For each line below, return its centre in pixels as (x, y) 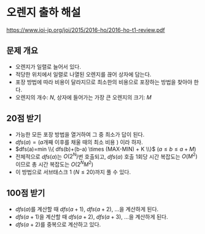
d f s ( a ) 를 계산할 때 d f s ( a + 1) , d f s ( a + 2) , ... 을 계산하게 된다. (87, 209)
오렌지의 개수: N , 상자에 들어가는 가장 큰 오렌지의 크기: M (83, 97)
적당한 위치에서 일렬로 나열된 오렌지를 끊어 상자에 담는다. (83, 74)
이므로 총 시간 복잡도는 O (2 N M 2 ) (54, 164)
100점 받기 (26, 193)
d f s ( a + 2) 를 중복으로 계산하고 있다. (58, 224)
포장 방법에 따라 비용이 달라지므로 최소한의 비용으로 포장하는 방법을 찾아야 (104, 82)
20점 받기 (24, 119)
